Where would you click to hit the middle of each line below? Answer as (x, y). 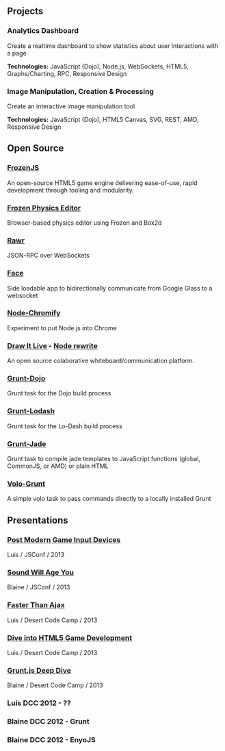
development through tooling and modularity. (71, 190)
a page (17, 53)
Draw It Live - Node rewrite (52, 345)
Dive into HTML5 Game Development (69, 638)
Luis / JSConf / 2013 (36, 555)
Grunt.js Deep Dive (39, 670)
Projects (25, 11)
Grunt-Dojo (26, 378)
